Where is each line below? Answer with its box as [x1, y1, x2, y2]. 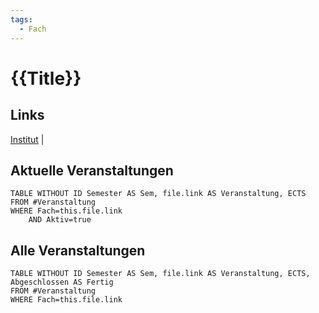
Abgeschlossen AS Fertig [10, 277, 114, 288]
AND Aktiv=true [28, 215, 92, 225]
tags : [10, 14, 33, 25]
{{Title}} [10, 67, 82, 90]
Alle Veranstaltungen [10, 242, 146, 259]
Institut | [10, 133, 45, 145]
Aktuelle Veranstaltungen [10, 162, 174, 179]
